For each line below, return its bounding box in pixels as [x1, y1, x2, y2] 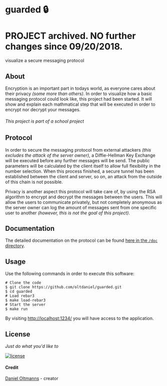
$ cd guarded [5, 289, 32, 294]
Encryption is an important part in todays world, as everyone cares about [5, 85, 155, 91]
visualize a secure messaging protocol [5, 58, 84, 64]
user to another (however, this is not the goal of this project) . [5, 210, 130, 216]
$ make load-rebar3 [5, 298, 46, 303]
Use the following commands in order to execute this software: [5, 271, 134, 277]
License [5, 330, 30, 338]
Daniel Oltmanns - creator [5, 375, 58, 381]
